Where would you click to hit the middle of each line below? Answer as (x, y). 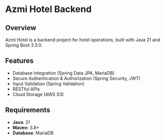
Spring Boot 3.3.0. (24, 45)
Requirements (28, 110)
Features (19, 61)
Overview (21, 28)
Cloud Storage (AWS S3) (38, 94)
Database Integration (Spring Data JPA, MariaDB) (63, 73)
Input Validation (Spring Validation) (48, 83)
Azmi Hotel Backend (49, 9)
